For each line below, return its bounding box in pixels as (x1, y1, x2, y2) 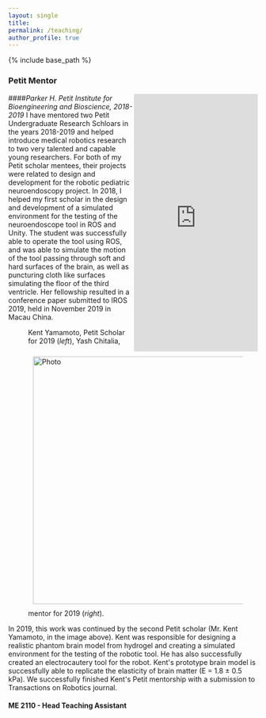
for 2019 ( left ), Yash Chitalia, (28, 336, 121, 346)
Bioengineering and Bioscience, (8, 101, 112, 111)
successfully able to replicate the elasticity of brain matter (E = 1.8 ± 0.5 (8, 666, 243, 675)
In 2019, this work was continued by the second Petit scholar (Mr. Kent (8, 624, 238, 633)
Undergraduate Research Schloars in (8, 118, 129, 128)
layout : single (8, 11, 59, 20)
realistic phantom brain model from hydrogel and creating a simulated (8, 640, 236, 650)
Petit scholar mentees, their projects (8, 160, 127, 170)
